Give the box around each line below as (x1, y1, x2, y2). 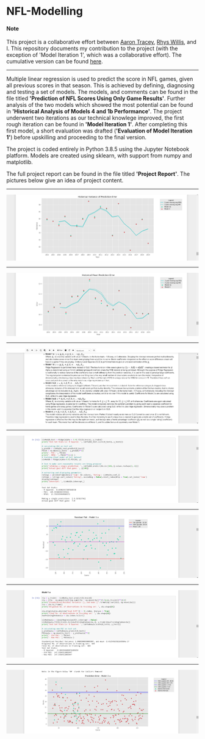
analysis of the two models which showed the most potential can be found (6, 101, 193, 109)
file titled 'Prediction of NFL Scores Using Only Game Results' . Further (6, 95, 186, 102)
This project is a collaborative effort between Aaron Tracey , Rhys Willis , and (6, 38, 197, 46)
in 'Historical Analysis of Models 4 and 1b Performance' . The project (6, 108, 182, 115)
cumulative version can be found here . (6, 58, 103, 65)
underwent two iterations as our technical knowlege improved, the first (6, 114, 184, 121)
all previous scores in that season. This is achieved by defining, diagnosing (6, 82, 195, 89)
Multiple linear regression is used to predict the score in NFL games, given (6, 75, 193, 83)
